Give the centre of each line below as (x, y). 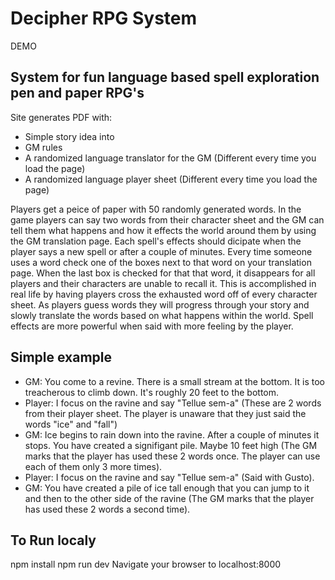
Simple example (61, 357)
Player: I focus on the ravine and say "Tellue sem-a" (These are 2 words (173, 403)
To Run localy (53, 540)
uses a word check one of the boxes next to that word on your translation (161, 262)
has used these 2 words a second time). (107, 509)
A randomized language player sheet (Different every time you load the (171, 179)
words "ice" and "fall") (71, 424)
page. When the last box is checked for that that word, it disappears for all (163, 273)
